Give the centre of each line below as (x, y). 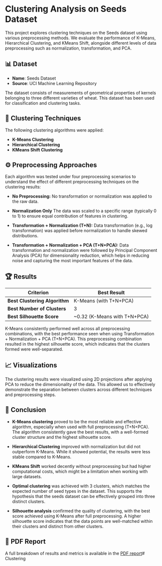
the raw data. (25, 201)
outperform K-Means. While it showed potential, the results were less (81, 451)
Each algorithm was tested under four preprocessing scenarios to (71, 177)
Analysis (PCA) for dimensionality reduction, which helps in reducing (81, 255)
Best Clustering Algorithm (38, 301)
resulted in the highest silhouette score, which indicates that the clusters (78, 344)
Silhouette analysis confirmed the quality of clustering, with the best (81, 511)
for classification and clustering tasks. (43, 103)
